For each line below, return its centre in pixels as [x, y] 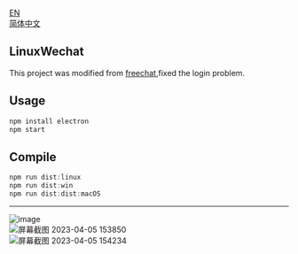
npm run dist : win [41, 186]
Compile [33, 157]
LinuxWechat [47, 52]
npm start [27, 129]
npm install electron [49, 121]
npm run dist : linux [45, 177]
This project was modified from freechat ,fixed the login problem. [127, 73]
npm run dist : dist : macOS [55, 194]
